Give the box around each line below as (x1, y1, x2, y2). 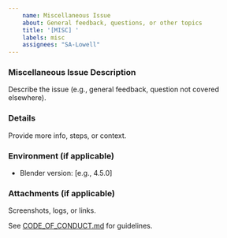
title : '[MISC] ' (22, 26, 80, 34)
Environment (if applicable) (8, 151, 114, 162)
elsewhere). (8, 93, 47, 102)
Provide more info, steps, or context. (8, 131, 127, 140)
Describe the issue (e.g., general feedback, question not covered (8, 84, 219, 95)
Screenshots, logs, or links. (8, 206, 96, 215)
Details (8, 113, 36, 124)
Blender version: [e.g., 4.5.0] (19, 169, 113, 178)
